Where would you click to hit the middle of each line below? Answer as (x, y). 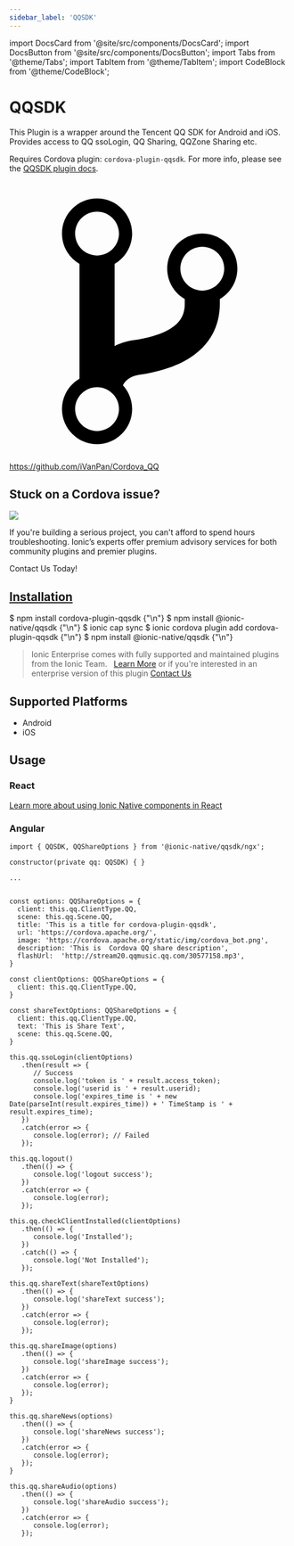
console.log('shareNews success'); (99, 1432)
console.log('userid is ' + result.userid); (117, 1089)
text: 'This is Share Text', (71, 1026)
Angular (27, 828)
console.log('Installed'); (83, 1237)
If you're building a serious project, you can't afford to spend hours (132, 532)
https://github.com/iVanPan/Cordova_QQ (84, 466)
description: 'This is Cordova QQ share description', (123, 948)
